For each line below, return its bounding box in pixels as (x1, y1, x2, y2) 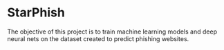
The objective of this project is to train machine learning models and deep (7, 27, 218, 36)
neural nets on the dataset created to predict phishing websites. (7, 34, 189, 42)
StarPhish (7, 5, 66, 21)
